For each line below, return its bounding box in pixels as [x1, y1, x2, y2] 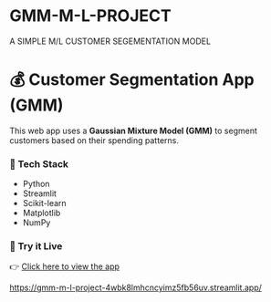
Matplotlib [22, 207, 61, 219]
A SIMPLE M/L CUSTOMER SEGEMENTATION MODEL [9, 36, 212, 47]
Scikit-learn [22, 198, 67, 209]
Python [22, 179, 50, 190]
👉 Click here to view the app [9, 261, 120, 272]
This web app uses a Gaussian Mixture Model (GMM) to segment [9, 125, 258, 136]
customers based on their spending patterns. [9, 134, 180, 146]
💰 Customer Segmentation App [9, 69, 255, 90]
